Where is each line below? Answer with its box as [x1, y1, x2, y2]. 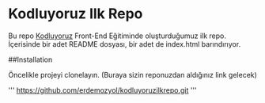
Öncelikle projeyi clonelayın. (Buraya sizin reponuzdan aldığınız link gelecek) [8, 70, 257, 79]
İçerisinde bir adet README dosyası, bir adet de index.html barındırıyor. [8, 39, 241, 48]
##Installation [8, 55, 53, 64]
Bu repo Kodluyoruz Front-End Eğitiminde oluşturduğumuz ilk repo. [8, 31, 227, 40]
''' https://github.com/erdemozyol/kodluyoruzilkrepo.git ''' [8, 85, 198, 95]
